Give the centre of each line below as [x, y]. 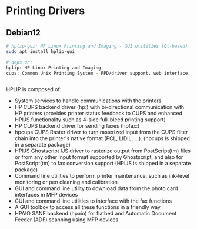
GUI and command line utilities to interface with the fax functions [93, 201]
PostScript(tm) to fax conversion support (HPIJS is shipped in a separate [103, 164]
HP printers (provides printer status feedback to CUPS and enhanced [98, 114]
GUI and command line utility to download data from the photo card [96, 188]
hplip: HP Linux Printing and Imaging [54, 68]
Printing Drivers [46, 11]
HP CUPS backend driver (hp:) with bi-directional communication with [99, 107]
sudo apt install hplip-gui [41, 51]
